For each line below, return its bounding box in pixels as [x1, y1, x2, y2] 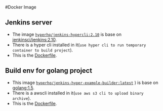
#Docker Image [5, 4, 37, 10]
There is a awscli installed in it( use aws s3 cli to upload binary [12, 90, 144, 96]
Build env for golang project [5, 66, 92, 75]
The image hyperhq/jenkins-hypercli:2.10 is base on [12, 31, 122, 37]
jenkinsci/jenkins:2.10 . [12, 36, 57, 42]
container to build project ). [12, 47, 73, 53]
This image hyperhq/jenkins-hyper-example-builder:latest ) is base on [12, 80, 159, 85]
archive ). [12, 95, 31, 101]
